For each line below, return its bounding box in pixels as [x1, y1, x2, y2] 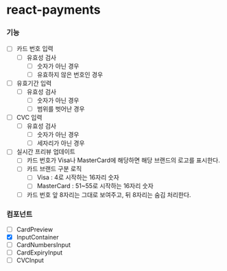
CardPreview [16, 225, 53, 233]
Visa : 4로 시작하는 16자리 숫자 [36, 173, 119, 181]
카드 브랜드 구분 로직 [26, 165, 82, 173]
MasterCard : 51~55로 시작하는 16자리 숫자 [36, 182, 154, 190]
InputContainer [16, 233, 59, 241]
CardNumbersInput [16, 241, 71, 249]
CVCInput [16, 256, 44, 265]
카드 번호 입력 [16, 44, 53, 53]
